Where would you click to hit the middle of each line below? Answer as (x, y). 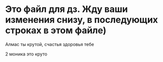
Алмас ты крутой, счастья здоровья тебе (50, 44)
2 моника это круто (26, 54)
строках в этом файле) (56, 30)
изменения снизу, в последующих (82, 20)
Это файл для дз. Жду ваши (67, 9)
